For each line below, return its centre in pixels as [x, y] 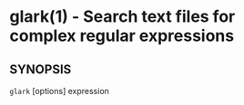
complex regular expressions [122, 36]
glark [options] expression [59, 91]
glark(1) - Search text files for [122, 17]
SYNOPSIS [41, 69]
